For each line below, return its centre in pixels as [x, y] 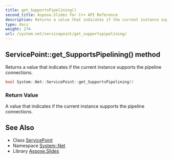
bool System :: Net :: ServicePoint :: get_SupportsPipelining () [70, 82]
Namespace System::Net [39, 145]
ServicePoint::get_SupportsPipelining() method [83, 55]
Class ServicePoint [33, 140]
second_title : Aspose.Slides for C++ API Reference [61, 15]
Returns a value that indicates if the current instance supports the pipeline [83, 67]
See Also [20, 128]
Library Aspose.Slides [36, 151]
